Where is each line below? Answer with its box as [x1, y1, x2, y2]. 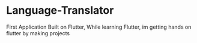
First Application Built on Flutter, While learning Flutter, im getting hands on [6, 23, 192, 30]
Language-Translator [6, 4, 114, 17]
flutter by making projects [6, 29, 70, 36]
